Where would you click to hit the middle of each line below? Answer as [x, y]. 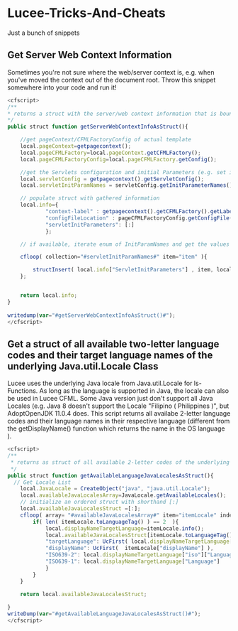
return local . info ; [49, 296]
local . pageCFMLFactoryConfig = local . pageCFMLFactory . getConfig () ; [119, 159]
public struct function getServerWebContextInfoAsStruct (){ [98, 127]
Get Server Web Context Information [90, 55]
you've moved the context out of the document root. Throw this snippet [112, 80]
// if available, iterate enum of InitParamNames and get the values [125, 244]
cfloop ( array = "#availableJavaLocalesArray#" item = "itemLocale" [119, 515]
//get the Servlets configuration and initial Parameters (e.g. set [123, 172]
